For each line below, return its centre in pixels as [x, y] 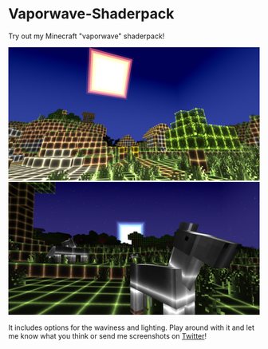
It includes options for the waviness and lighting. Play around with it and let [132, 327]
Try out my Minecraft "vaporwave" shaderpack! [87, 36]
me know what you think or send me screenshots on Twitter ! [108, 336]
